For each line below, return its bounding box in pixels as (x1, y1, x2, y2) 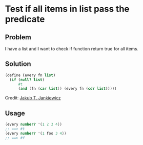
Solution (5, 60, 31, 68)
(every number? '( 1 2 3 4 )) (5, 122, 62, 127)
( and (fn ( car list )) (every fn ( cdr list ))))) (18, 86, 117, 91)
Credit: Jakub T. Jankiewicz (5, 95, 61, 101)
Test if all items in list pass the (5, 3, 130, 15)
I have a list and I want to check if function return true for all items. (5, 46, 139, 51)
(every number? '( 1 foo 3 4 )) (5, 131, 67, 136)
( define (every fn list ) (5, 73, 56, 78)
